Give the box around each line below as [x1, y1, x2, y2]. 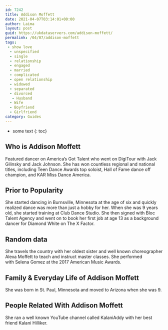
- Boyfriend [9, 105, 35, 110]
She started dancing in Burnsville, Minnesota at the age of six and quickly [5, 199, 156, 205]
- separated [9, 86, 35, 91]
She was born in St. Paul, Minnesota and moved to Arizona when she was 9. [5, 287, 162, 292]
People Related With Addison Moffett [5, 301, 123, 310]
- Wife [9, 100, 23, 105]
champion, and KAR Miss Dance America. [5, 171, 91, 177]
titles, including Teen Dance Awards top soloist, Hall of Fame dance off [5, 166, 151, 172]
